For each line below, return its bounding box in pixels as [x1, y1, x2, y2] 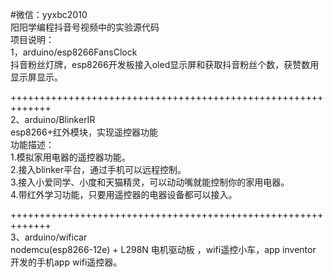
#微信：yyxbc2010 [10, 9, 88, 20]
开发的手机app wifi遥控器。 [10, 256, 123, 268]
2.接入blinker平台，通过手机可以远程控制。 [10, 164, 187, 175]
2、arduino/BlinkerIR [10, 114, 96, 125]
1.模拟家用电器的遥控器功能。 [10, 151, 131, 163]
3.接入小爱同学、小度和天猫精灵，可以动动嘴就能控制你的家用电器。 [10, 176, 290, 188]
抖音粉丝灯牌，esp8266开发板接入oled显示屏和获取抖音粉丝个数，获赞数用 [10, 59, 320, 70]
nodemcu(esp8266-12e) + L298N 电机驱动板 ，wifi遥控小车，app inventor [10, 244, 317, 255]
